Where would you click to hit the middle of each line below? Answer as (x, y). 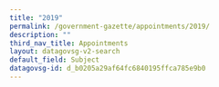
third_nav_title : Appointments (69, 43)
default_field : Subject (55, 60)
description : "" (40, 34)
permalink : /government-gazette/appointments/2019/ (109, 26)
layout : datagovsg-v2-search (65, 52)
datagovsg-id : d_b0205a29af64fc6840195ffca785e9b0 (108, 69)
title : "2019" (36, 18)
